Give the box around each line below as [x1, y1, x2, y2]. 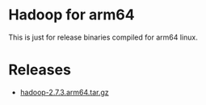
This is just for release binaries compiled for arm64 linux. [8, 32, 198, 42]
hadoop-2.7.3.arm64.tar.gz [19, 87, 109, 97]
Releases [8, 61, 71, 79]
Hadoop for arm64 [8, 6, 135, 24]
